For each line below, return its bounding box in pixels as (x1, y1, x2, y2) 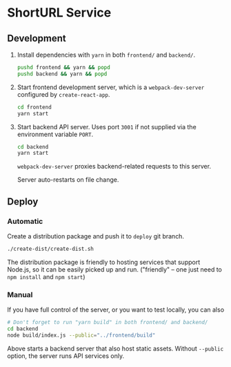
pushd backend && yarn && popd (17, 70, 108, 77)
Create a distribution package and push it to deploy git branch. (7, 232, 185, 240)
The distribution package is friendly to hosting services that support (7, 258, 201, 266)
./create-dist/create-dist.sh (7, 245, 94, 252)
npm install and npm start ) (7, 272, 86, 281)
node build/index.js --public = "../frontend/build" (7, 332, 156, 339)
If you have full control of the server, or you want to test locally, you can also (7, 305, 225, 314)
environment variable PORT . (17, 130, 94, 138)
